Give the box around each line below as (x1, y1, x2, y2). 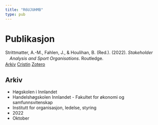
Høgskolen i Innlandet (12, 89, 57, 95)
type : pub (5, 12, 26, 17)
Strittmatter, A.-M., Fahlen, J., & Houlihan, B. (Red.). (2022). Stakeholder (5, 50, 153, 56)
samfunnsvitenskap (12, 100, 53, 106)
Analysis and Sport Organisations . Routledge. (9, 56, 104, 62)
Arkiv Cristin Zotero (5, 62, 45, 67)
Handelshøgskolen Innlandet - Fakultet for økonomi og (12, 94, 125, 100)
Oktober (12, 115, 30, 122)
